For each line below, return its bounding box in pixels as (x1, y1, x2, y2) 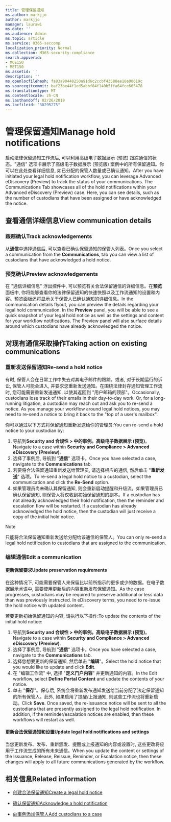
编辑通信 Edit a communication (5, 553, 82, 561)
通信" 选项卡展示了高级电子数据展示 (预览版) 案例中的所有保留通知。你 (16, 161, 164, 167)
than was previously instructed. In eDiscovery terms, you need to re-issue (5, 597, 161, 603)
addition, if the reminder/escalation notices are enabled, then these (12, 711, 154, 717)
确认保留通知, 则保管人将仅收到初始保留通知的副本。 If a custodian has (12, 491, 160, 498)
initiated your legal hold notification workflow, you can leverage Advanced (5, 173, 161, 179)
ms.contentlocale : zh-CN (5, 93, 58, 98)
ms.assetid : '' (5, 69, 38, 75)
